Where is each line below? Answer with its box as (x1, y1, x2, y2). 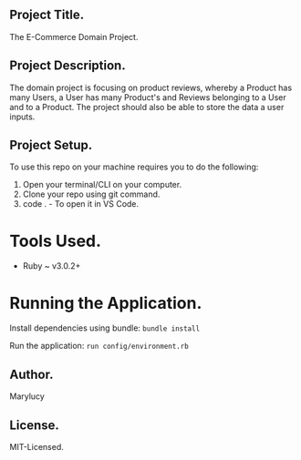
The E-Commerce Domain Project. (9, 31, 139, 42)
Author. (9, 366, 54, 382)
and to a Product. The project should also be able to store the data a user (9, 101, 285, 112)
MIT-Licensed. (9, 441, 64, 452)
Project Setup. (9, 138, 93, 153)
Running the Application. (9, 292, 202, 313)
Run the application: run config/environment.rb (9, 341, 189, 352)
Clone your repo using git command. (22, 189, 161, 199)
